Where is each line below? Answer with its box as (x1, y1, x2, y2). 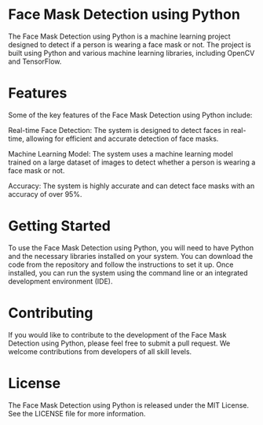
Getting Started (8, 217, 111, 235)
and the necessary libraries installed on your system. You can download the (8, 251, 254, 261)
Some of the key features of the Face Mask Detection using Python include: (8, 110, 253, 120)
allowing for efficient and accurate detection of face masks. (26, 134, 219, 143)
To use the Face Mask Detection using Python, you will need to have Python (8, 242, 254, 253)
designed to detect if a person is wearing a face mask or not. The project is (8, 39, 251, 49)
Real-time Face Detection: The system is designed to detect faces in (8, 125, 229, 135)
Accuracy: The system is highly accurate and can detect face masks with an (8, 181, 255, 190)
